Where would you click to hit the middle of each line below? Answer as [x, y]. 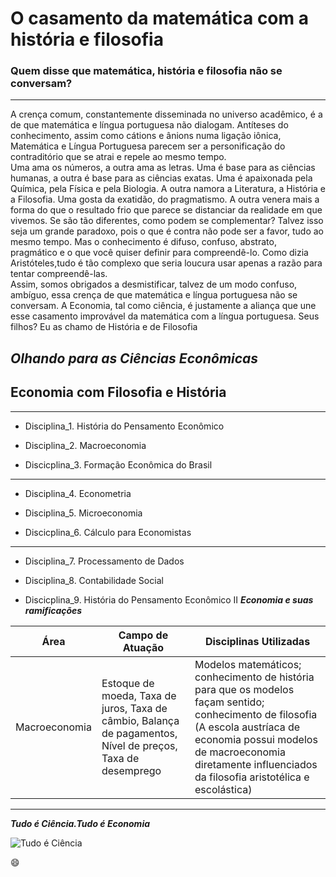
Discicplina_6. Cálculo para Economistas [108, 532]
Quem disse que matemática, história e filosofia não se [146, 71]
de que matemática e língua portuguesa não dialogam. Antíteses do [149, 125]
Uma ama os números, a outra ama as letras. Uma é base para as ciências [163, 168]
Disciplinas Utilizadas [257, 641]
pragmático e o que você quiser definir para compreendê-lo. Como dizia [159, 253]
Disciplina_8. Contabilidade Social [94, 580]
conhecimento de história [254, 677]
